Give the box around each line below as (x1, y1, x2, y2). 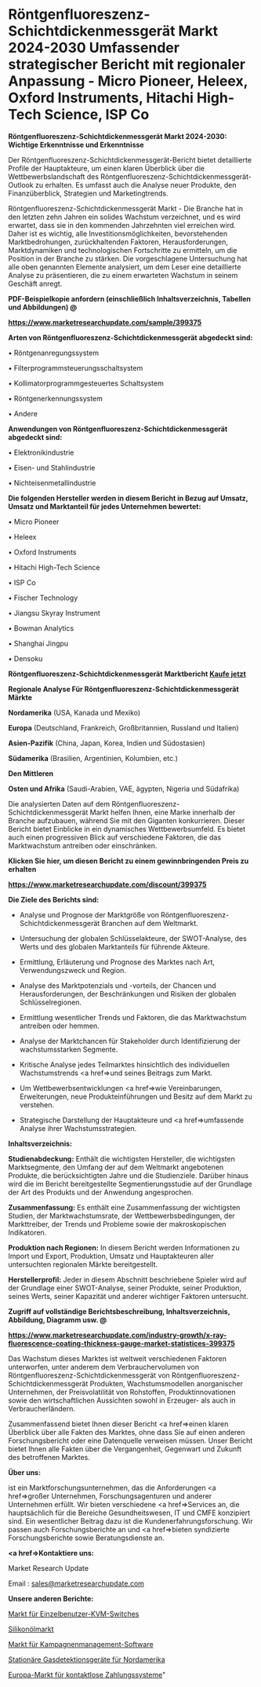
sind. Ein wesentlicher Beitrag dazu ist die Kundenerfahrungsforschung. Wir (8, 1516, 253, 1525)
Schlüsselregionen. (19, 997, 82, 1007)
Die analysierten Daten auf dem (8, 799, 111, 808)
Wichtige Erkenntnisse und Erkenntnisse (8, 140, 144, 149)
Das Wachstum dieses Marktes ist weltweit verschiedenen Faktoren (8, 1353, 227, 1363)
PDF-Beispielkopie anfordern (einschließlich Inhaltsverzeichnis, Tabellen (8, 294, 252, 303)
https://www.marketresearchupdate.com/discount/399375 (8, 880, 207, 889)
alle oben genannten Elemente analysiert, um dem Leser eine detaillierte (8, 262, 241, 272)
